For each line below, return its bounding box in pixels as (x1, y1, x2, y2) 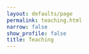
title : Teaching (6, 36, 54, 43)
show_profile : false (6, 29, 67, 37)
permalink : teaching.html (6, 17, 82, 24)
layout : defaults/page (6, 10, 73, 18)
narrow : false (6, 23, 48, 30)
